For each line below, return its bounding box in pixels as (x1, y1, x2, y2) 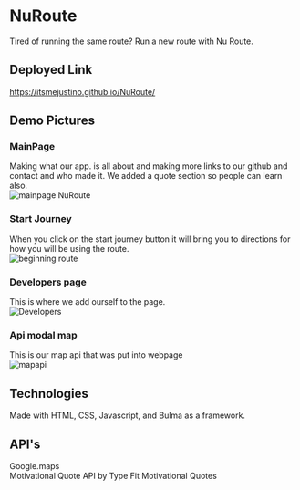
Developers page (9, 276, 87, 288)
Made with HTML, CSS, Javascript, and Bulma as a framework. (9, 410, 246, 421)
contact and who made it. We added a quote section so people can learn (9, 171, 283, 182)
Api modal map (9, 328, 78, 341)
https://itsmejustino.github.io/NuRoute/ (9, 86, 156, 97)
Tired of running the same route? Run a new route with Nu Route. (9, 36, 253, 47)
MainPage (9, 141, 56, 153)
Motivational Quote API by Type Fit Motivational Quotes (9, 470, 217, 481)
